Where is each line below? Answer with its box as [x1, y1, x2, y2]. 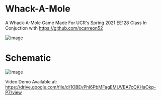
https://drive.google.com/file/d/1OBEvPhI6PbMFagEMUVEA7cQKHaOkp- [5, 84, 156, 90]
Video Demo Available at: [5, 78, 57, 84]
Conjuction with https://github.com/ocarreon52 [5, 25, 103, 31]
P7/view [5, 89, 22, 95]
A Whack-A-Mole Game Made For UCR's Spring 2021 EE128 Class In [5, 20, 147, 26]
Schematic [5, 52, 51, 64]
